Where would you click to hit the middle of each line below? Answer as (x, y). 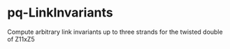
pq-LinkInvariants (60, 13)
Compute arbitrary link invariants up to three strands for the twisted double (115, 32)
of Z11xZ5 (21, 39)
